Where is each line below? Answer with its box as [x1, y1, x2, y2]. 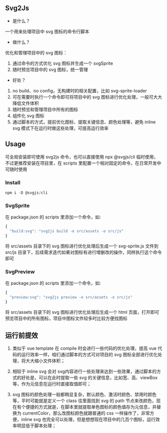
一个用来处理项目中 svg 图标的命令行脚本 [5, 28, 90, 34]
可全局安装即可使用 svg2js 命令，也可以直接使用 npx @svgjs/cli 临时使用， [5, 154, 159, 160]
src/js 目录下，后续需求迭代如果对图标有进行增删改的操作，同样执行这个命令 [5, 249, 162, 255]
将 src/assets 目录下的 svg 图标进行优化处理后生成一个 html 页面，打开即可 [5, 309, 160, 315]
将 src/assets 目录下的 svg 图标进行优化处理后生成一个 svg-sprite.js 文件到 [5, 243, 159, 249]
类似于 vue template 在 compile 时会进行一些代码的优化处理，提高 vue [12, 345, 157, 351]
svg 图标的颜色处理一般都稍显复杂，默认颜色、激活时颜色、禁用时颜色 [12, 392, 157, 398]
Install [5, 179, 21, 186]
